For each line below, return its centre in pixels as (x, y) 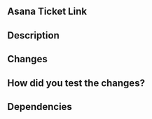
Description (33, 35)
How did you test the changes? (76, 83)
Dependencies (40, 107)
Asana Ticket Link (47, 12)
